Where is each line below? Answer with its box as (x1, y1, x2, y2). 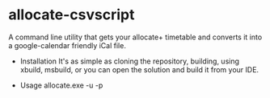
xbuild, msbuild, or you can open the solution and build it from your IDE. (19, 64, 259, 74)
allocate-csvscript (8, 6, 135, 24)
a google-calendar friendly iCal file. (8, 40, 127, 50)
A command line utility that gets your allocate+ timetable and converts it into (8, 32, 263, 42)
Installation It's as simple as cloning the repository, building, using (19, 56, 240, 66)
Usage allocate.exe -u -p (19, 80, 103, 90)
